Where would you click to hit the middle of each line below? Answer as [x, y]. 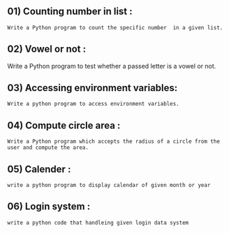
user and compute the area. [48, 148]
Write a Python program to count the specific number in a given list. [115, 27]
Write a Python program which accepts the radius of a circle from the [113, 142]
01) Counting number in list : [70, 12]
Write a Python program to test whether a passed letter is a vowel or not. [112, 66]
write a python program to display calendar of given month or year [109, 185]
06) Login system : [49, 207]
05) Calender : [39, 169]
